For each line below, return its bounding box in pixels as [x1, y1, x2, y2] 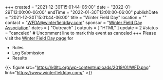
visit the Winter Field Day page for [5, 35, 73, 41]
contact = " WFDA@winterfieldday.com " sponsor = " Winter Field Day [5, 20, 143, 25]
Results [12, 55, 27, 60]
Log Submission [12, 50, 45, 56]
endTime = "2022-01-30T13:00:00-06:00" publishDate [48, 9, 158, 15]
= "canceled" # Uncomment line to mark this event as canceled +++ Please [5, 30, 157, 36]
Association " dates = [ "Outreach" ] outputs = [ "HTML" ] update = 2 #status [5, 25, 158, 31]
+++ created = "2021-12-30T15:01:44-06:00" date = [5, 4, 110, 10]
